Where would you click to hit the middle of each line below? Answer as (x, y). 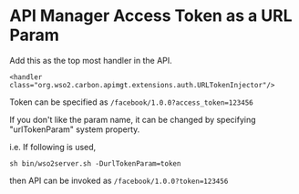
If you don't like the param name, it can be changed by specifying (133, 119)
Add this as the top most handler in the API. (91, 60)
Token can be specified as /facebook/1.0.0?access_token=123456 (131, 102)
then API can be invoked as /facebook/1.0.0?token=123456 (119, 180)
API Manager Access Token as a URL (151, 16)
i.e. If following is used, (53, 147)
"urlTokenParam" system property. (75, 129)
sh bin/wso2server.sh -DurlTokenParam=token (95, 163)
